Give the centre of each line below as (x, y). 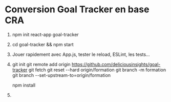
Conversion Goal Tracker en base (77, 9)
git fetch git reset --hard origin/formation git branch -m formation (97, 70)
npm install (24, 85)
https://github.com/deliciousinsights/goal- (116, 64)
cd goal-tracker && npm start (43, 44)
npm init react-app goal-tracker (45, 34)
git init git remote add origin (41, 64)
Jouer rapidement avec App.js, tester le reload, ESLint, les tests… (81, 54)
